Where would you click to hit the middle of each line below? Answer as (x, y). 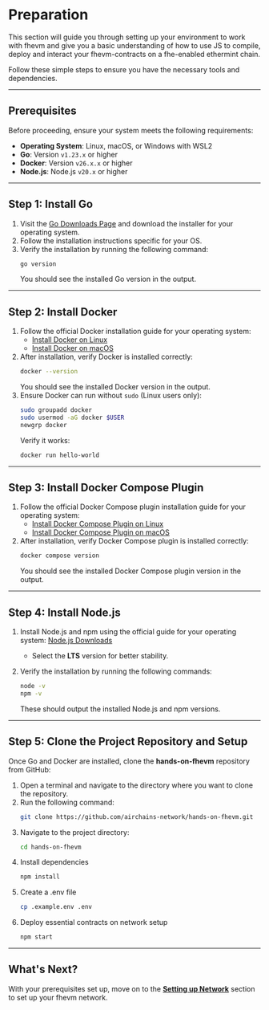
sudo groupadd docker (56, 410)
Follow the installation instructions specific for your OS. (111, 240)
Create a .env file (48, 892)
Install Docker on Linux (70, 340)
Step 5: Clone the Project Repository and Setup (128, 741)
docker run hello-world (60, 455)
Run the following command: (67, 802)
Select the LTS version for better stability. (100, 656)
